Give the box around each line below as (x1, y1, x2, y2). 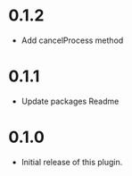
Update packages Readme (21, 96, 120, 106)
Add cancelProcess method (21, 35, 124, 46)
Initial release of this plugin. (21, 156, 123, 167)
